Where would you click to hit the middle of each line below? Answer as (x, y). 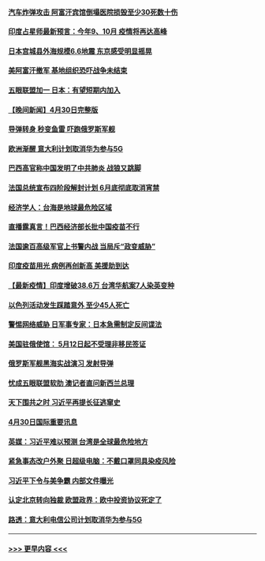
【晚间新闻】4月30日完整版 (53, 110)
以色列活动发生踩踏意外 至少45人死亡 (69, 305)
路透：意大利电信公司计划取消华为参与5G (75, 520)
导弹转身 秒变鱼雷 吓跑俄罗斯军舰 (62, 129)
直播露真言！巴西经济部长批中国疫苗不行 (74, 227)
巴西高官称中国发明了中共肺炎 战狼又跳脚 (75, 168)
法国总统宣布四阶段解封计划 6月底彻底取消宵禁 (84, 187)
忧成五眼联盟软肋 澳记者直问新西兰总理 (71, 383)
